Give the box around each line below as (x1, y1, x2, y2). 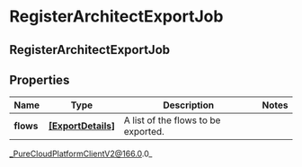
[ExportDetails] (48, 119, 115, 132)
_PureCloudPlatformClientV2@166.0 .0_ (9, 148, 153, 159)
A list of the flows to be (123, 114, 221, 127)
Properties (9, 72, 70, 87)
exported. (123, 126, 164, 138)
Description (163, 99, 214, 111)
